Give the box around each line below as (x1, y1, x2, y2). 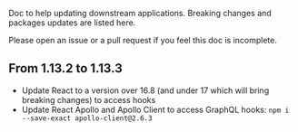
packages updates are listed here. (8, 17, 136, 28)
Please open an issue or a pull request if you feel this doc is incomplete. (8, 35, 278, 45)
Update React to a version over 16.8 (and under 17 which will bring (21, 85, 270, 96)
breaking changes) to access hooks (21, 94, 156, 105)
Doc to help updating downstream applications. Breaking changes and (8, 8, 272, 18)
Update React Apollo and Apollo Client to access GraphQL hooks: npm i (21, 104, 290, 115)
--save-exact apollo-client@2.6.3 (21, 113, 153, 123)
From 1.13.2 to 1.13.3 (8, 61, 124, 76)
